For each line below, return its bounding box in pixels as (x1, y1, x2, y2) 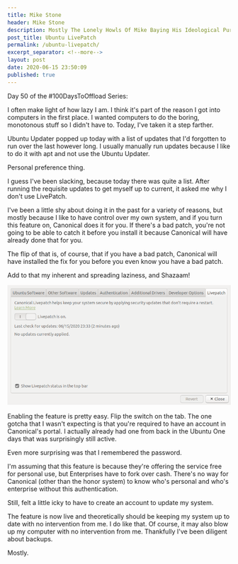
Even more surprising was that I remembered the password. (7, 448, 182, 457)
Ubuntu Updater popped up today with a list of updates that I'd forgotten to (7, 134, 227, 143)
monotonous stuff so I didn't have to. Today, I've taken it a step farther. (7, 121, 214, 129)
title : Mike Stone (7, 11, 62, 18)
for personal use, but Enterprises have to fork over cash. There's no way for (7, 470, 229, 478)
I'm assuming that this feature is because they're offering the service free (7, 462, 222, 471)
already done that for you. (7, 236, 84, 244)
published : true (7, 71, 55, 78)
